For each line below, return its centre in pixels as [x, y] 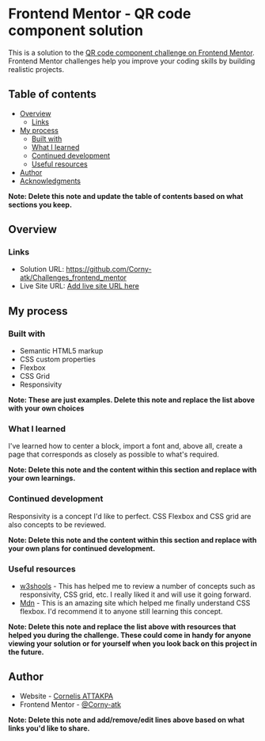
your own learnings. [42, 478]
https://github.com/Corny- [109, 269]
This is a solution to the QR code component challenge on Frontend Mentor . [131, 52]
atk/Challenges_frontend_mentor [73, 277]
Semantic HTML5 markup [61, 351]
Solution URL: [42, 269]
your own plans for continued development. [82, 548]
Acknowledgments [50, 181]
